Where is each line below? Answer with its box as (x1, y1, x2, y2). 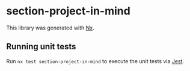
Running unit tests (6, 42, 76, 52)
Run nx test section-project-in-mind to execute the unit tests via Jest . (6, 57, 185, 64)
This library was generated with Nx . (6, 24, 94, 31)
